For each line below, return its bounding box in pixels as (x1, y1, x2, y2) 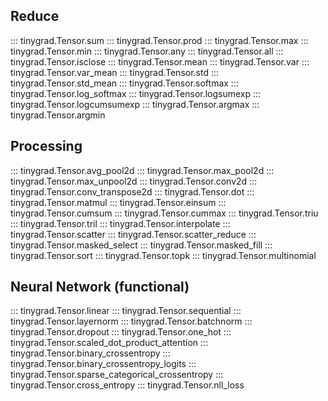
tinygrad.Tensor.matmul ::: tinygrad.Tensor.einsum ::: (10, 196, 227, 208)
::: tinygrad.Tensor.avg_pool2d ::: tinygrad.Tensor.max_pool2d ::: (10, 164, 275, 176)
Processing (10, 138, 83, 155)
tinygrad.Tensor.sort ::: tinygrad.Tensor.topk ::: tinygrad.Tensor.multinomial (10, 249, 317, 261)
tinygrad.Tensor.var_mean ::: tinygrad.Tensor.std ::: (10, 66, 220, 78)
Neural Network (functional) (10, 279, 190, 296)
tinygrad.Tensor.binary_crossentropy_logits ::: (10, 358, 197, 370)
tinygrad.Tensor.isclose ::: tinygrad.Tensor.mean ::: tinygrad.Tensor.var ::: (10, 55, 310, 68)
